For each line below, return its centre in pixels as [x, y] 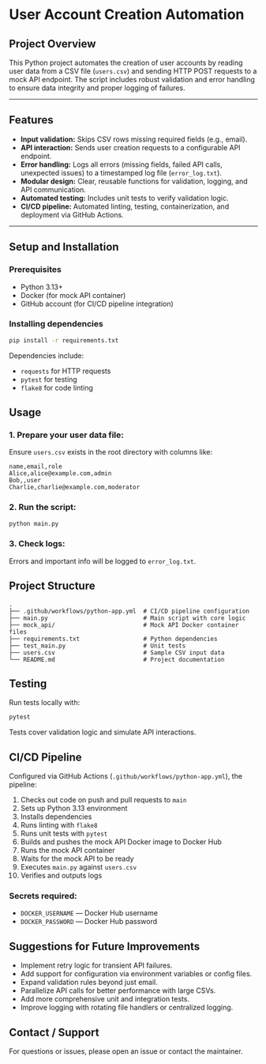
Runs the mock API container [67, 851]
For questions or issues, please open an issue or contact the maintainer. [126, 1051]
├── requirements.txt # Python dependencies [113, 639]
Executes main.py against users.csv [79, 867]
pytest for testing [49, 379]
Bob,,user [25, 481]
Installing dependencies [56, 324]
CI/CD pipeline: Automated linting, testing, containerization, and [125, 206]
